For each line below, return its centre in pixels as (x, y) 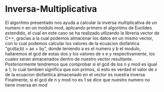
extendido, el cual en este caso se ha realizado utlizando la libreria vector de (82, 33)
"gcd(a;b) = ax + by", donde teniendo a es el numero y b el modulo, (73, 48)
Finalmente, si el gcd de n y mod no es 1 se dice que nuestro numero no (78, 80)
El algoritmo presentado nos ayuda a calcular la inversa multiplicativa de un (81, 23)
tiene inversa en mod (26, 85)
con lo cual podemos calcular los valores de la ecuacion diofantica (72, 43)
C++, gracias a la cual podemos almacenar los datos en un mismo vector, (79, 38)
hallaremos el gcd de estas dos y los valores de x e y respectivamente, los (80, 54)
